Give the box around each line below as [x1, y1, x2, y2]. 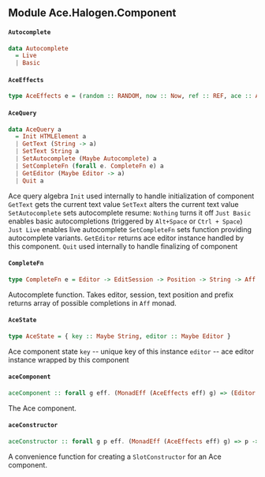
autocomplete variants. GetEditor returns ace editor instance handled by [8, 233, 244, 242]
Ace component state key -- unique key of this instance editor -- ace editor [8, 347, 255, 356]
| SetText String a [15, 148, 80, 156]
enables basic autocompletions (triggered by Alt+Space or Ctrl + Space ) [8, 216, 243, 226]
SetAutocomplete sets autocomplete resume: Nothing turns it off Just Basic [8, 208, 251, 217]
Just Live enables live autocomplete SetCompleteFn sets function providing [8, 224, 252, 234]
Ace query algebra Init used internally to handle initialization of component [8, 191, 255, 201]
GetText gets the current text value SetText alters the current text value [8, 199, 239, 208]
